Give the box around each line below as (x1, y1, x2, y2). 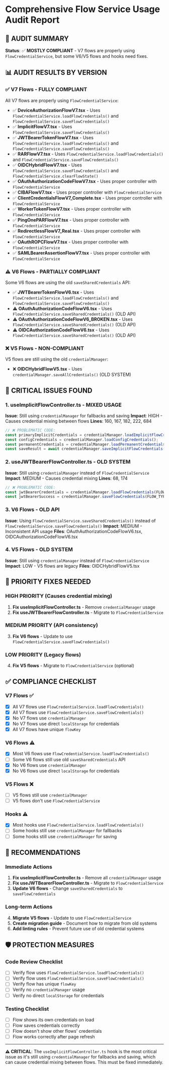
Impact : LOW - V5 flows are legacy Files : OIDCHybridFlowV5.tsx (5, 563, 140, 569)
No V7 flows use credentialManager (12, 715, 87, 721)
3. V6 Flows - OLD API (5, 506, 60, 513)
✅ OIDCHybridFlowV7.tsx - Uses (12, 162, 82, 168)
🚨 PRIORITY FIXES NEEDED (5, 577, 92, 586)
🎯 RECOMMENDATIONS (5, 848, 80, 857)
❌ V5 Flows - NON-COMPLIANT (5, 344, 84, 351)
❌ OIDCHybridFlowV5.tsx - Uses (12, 366, 82, 372)
